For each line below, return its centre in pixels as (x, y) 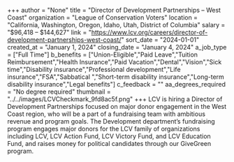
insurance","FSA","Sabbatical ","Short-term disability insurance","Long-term (116, 77)
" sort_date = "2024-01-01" (160, 40)
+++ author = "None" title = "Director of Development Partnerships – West (114, 10)
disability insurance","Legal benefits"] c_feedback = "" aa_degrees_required (116, 84)
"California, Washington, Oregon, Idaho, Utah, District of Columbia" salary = (116, 25)
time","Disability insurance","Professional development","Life (94, 69)
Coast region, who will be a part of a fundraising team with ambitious (107, 114)
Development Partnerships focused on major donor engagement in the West (117, 106)
